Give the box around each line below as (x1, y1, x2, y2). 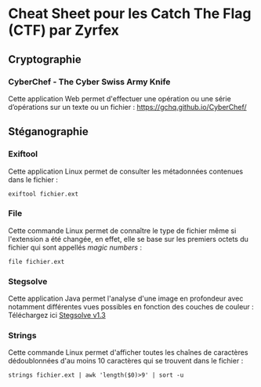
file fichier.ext (8, 257, 65, 265)
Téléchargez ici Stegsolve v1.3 (8, 311, 106, 320)
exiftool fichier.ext (8, 190, 79, 198)
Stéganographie (8, 125, 89, 138)
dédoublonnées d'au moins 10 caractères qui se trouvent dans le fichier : (8, 356, 244, 366)
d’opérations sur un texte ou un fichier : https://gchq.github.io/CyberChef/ (8, 102, 247, 111)
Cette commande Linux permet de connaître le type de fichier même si (8, 225, 237, 235)
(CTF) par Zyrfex (8, 21, 120, 39)
